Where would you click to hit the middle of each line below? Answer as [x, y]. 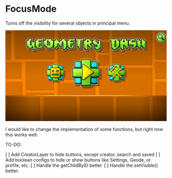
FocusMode [31, 9]
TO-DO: [14, 145]
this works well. [22, 135]
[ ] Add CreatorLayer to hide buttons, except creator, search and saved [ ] [83, 154]
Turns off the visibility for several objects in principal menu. [68, 23]
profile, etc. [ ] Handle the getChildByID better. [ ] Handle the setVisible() [82, 165]
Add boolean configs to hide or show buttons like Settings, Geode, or [78, 160]
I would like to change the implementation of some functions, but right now [84, 129]
